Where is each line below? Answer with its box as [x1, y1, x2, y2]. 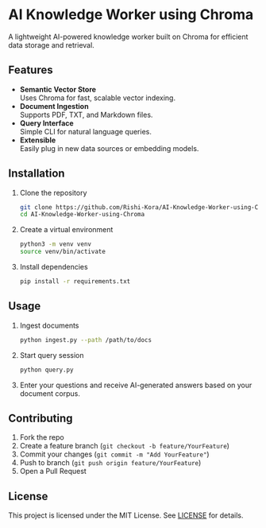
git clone [19, 203, 53, 212]
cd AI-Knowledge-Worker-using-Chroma [19, 211, 145, 219]
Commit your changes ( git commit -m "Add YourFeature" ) [19, 449, 210, 459]
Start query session [19, 350, 84, 359]
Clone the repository [19, 188, 87, 197]
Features [8, 64, 53, 77]
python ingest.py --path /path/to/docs [19, 336, 152, 344]
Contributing [8, 411, 73, 425]
